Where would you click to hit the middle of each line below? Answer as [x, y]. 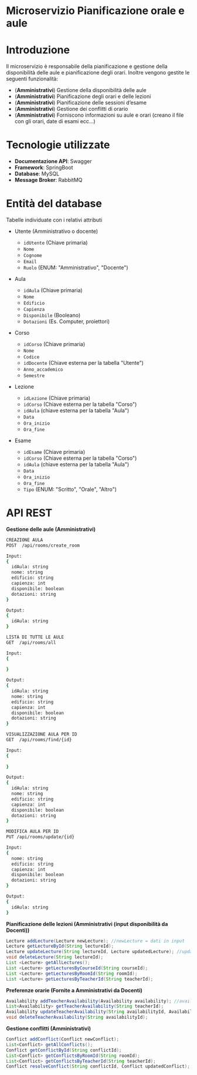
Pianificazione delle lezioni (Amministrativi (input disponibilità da [87, 924]
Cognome [33, 256]
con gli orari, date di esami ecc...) [55, 121]
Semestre [34, 376]
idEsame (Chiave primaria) [54, 452]
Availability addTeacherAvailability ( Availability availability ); [89, 1001]
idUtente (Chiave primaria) [55, 243]
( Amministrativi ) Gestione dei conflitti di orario [71, 109]
